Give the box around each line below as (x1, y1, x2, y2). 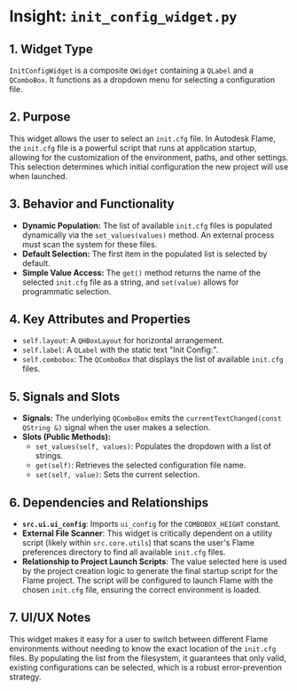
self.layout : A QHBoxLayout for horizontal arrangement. (21, 335, 224, 346)
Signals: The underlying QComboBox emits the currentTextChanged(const (21, 412, 282, 423)
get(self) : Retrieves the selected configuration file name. (35, 459, 246, 471)
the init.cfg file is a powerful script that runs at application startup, (9, 142, 257, 153)
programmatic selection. (21, 286, 112, 296)
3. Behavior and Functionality (9, 197, 175, 212)
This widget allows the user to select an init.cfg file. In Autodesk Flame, (9, 133, 277, 144)
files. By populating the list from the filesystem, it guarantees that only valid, (9, 652, 286, 663)
